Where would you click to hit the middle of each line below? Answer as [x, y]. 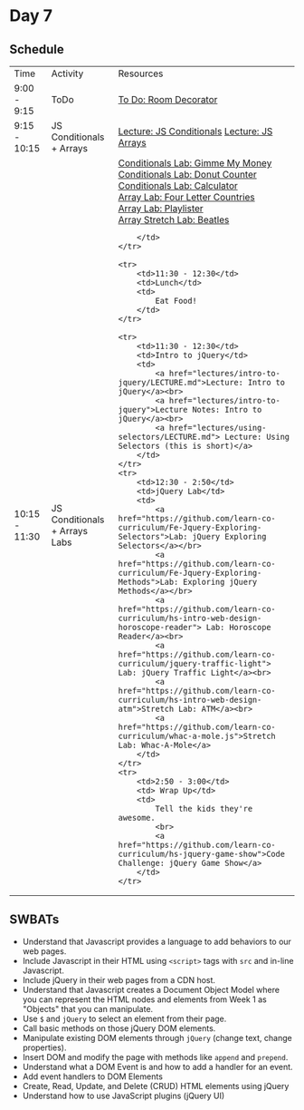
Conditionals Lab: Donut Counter [188, 175]
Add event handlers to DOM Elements [92, 1076]
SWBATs [34, 920]
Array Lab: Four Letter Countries [186, 197]
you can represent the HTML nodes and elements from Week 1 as [144, 999]
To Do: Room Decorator [168, 99]
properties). [44, 1047]
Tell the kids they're [204, 808]
